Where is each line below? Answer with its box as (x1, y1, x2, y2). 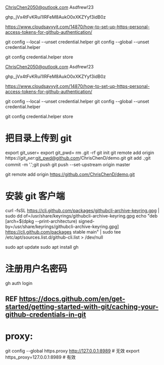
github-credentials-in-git (5, 311, 86, 319)
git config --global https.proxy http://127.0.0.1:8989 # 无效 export (5, 347, 140, 354)
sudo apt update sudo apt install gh (5, 244, 79, 250)
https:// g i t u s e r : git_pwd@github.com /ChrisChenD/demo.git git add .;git (5, 155, 151, 162)
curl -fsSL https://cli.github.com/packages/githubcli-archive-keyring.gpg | (5, 207, 160, 213)
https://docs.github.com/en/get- (19, 295, 125, 303)
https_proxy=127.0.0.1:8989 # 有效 (5, 354, 76, 360)
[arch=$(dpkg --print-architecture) (5, 218, 77, 224)
